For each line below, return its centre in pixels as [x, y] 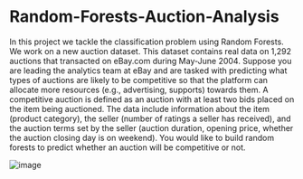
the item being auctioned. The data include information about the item [139, 108]
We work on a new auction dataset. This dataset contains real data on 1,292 [151, 51]
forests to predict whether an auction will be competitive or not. [128, 147]
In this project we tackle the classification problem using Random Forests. [147, 42]
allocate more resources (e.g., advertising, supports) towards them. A [139, 89]
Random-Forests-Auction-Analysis [144, 17]
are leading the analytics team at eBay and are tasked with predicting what [148, 71]
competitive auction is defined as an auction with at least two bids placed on [152, 99]
